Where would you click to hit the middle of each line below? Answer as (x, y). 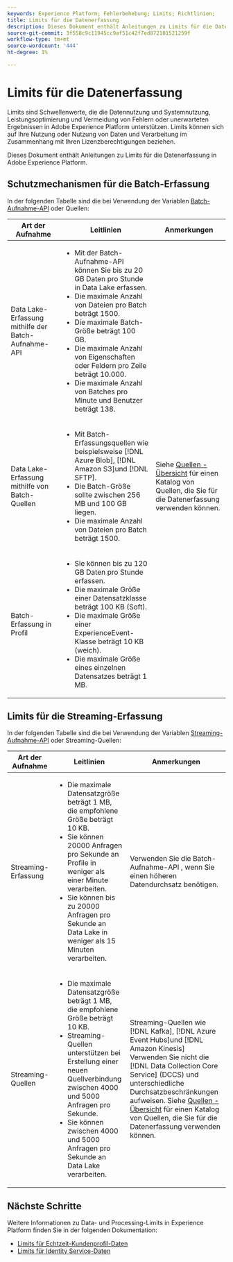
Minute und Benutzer (109, 400)
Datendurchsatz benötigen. (174, 884)
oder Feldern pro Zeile (111, 365)
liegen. (86, 512)
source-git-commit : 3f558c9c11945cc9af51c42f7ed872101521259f (99, 33)
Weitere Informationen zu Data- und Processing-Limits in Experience (105, 1223)
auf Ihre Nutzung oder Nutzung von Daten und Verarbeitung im (97, 134)
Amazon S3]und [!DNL (111, 469)
